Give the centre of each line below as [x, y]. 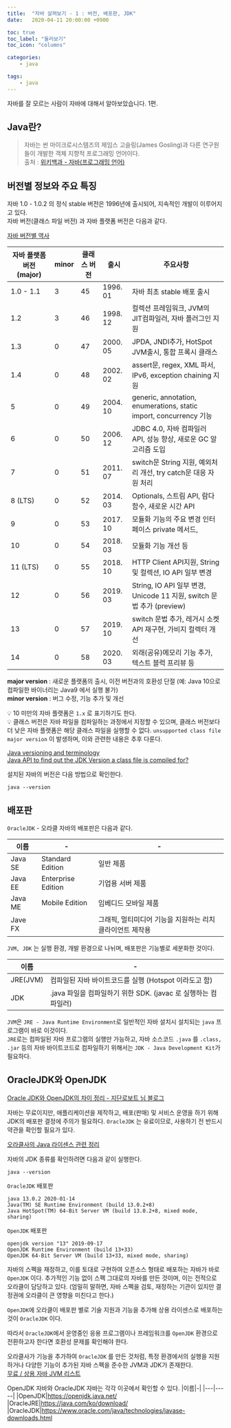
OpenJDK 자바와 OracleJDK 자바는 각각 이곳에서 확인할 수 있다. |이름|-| [104, 1388]
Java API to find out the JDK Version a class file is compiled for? [98, 760]
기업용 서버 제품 [122, 884]
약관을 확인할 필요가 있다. [41, 1130]
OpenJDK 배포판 [27, 1230]
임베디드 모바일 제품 [129, 903]
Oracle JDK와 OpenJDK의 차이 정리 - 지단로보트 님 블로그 [86, 1098]
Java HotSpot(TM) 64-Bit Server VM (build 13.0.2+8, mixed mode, [102, 1211]
